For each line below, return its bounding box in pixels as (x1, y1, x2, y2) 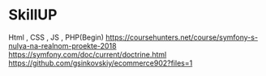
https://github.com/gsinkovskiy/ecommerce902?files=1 (8, 58, 193, 68)
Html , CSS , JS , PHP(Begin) (8, 32, 104, 42)
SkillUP (8, 6, 58, 24)
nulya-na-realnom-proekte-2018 (8, 40, 117, 50)
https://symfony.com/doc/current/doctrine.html (8, 49, 167, 59)
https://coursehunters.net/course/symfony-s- (105, 32, 258, 42)
